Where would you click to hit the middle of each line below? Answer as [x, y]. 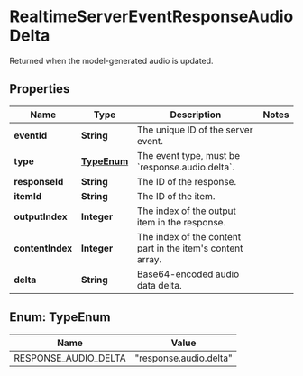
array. [149, 259]
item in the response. [181, 222]
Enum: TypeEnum [60, 317]
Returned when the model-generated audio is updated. [111, 60]
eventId [31, 135]
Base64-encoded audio [188, 274]
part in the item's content [190, 248]
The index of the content [189, 236]
